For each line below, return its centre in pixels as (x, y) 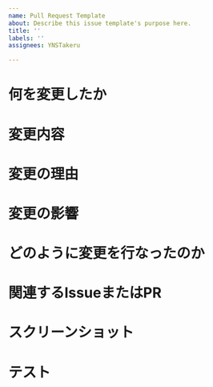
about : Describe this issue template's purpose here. (100, 23)
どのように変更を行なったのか (107, 254)
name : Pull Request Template (57, 16)
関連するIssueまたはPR (85, 293)
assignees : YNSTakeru (44, 46)
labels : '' (26, 38)
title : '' (25, 30)
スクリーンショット (71, 333)
